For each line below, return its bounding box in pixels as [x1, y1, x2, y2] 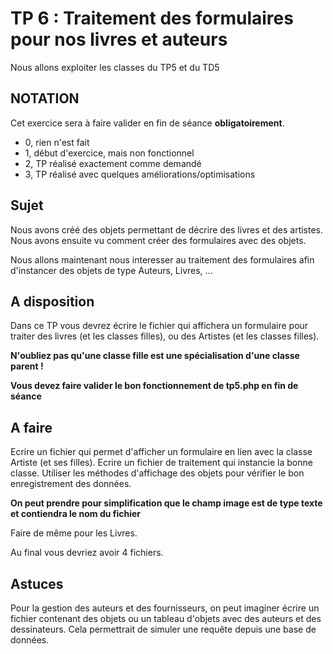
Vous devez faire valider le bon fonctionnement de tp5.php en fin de [10, 380, 299, 392]
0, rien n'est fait [24, 136, 90, 148]
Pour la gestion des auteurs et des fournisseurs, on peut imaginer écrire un [10, 602, 320, 614]
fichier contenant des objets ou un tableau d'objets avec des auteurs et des [10, 613, 322, 624]
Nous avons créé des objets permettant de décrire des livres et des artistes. [10, 223, 324, 236]
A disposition [10, 293, 95, 310]
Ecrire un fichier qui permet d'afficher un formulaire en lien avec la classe [10, 446, 313, 458]
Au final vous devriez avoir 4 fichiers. [10, 547, 164, 559]
